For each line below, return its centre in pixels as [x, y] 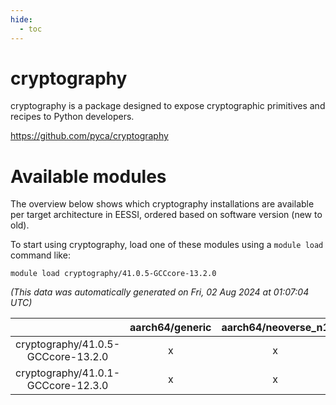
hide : [21, 19]
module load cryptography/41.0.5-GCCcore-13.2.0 [113, 274]
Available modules [88, 176]
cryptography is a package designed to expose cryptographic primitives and [168, 106]
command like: [40, 255]
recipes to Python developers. [72, 117]
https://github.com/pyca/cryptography [89, 136]
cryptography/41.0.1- [68, 373]
